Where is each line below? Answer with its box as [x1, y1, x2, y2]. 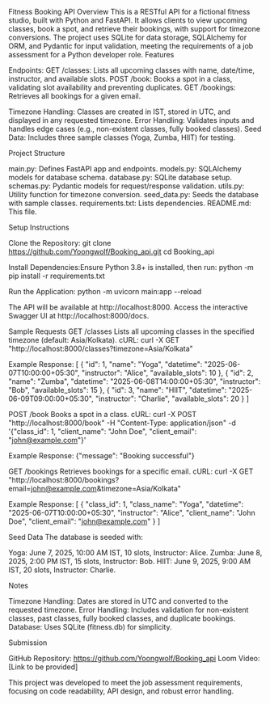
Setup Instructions [8, 222, 70, 232]
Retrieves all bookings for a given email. [8, 91, 141, 100]
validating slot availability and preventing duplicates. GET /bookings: [8, 82, 236, 92]
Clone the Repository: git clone [8, 238, 112, 247]
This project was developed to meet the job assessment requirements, [8, 678, 243, 687]
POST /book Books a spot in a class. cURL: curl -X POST [8, 410, 197, 419]
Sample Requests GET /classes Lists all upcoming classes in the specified [8, 327, 255, 336]
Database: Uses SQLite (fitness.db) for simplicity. [8, 622, 172, 631]
